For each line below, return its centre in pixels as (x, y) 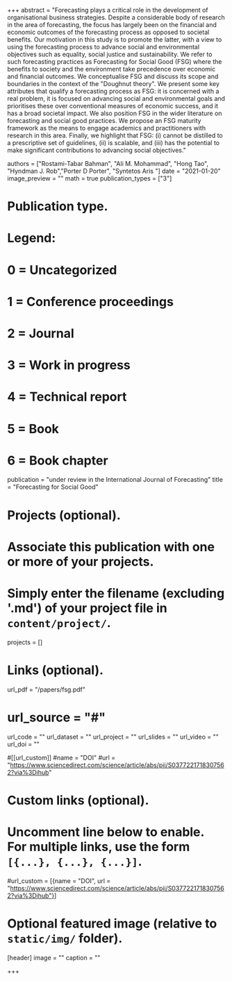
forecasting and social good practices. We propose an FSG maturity (104, 120)
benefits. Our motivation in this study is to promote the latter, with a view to (115, 40)
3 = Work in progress (69, 366)
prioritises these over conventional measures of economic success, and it (113, 106)
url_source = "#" (57, 717)
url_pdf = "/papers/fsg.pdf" (46, 689)
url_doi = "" (24, 744)
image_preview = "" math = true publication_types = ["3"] (90, 178)
